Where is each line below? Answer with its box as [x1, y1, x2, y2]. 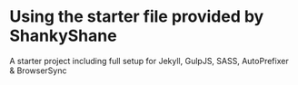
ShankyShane [9, 25, 117, 46]
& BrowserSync [9, 65, 67, 76]
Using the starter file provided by [9, 6, 264, 27]
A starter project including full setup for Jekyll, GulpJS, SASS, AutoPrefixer [9, 55, 289, 66]
